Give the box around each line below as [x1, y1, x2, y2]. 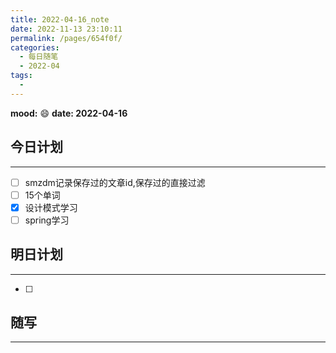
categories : [10, 42, 60, 53]
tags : [10, 71, 33, 81]
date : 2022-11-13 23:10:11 [10, 24, 123, 34]
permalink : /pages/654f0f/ [10, 33, 123, 43]
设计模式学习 [24, 201, 78, 213]
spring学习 [24, 214, 70, 226]
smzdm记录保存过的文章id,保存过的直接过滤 [24, 176, 206, 188]
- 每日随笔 [19, 52, 59, 62]
